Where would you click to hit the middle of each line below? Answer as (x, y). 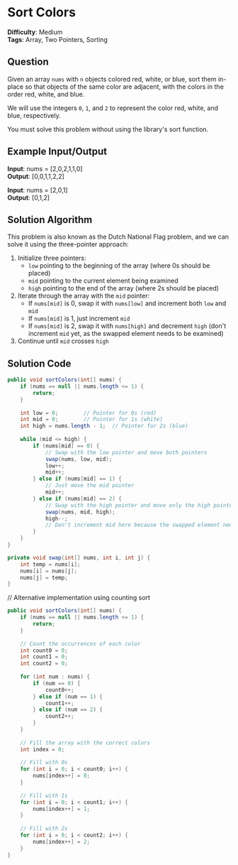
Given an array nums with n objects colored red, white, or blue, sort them (112, 79)
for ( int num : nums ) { (55, 677)
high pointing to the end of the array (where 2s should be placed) (124, 288)
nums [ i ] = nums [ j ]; (49, 571)
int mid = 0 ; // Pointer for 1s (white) (91, 420)
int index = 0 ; (42, 749)
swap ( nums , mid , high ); (80, 512)
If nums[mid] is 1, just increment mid (79, 319)
